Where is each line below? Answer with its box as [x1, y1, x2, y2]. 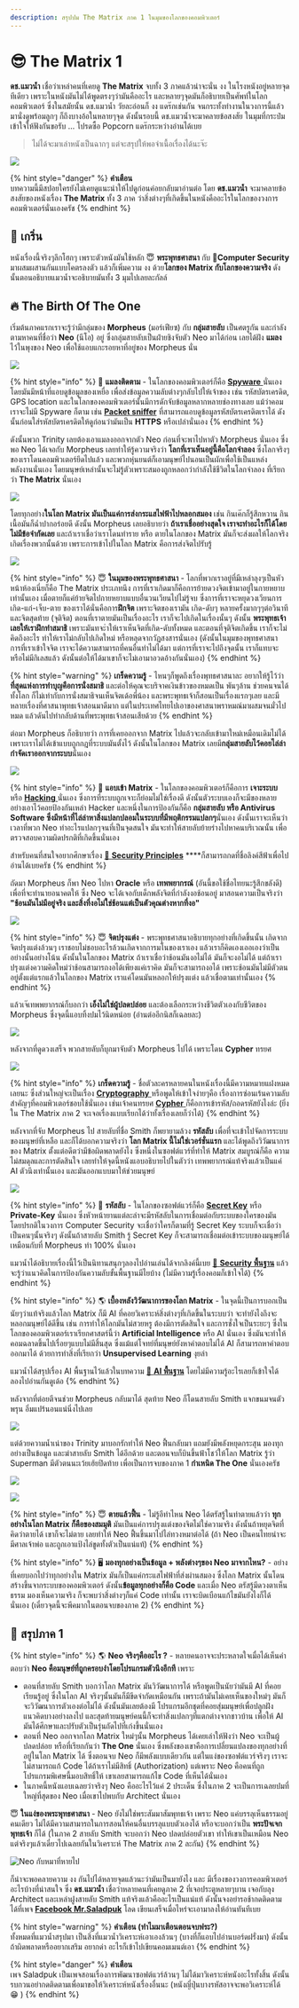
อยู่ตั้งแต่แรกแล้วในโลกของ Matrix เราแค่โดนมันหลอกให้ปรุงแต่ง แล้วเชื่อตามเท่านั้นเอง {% [10, 973, 276, 983]
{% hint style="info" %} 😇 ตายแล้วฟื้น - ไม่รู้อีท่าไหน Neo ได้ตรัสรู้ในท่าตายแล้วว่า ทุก [10, 1509, 281, 1520]
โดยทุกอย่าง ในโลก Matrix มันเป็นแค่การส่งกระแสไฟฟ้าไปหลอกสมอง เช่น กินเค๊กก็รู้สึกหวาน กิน [10, 508, 289, 519]
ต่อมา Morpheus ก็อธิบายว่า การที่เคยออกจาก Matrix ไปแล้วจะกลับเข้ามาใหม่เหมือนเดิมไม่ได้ [10, 728, 287, 739]
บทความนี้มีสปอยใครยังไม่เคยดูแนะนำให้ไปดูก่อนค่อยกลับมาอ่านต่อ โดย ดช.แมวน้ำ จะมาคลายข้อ [10, 183, 287, 193]
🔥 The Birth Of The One [10, 298, 141, 313]
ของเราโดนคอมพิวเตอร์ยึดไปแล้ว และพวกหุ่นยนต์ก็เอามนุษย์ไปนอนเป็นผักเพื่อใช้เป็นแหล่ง [10, 454, 268, 465]
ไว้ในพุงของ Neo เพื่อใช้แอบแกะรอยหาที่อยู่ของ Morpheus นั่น [10, 343, 198, 353]
